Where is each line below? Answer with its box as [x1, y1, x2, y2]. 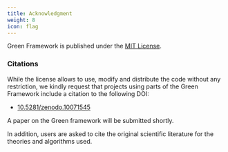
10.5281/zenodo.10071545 [17, 103, 91, 111]
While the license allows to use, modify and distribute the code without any [7, 75, 221, 83]
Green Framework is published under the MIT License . [7, 42, 162, 50]
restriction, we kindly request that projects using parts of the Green [7, 82, 198, 91]
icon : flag [7, 23, 39, 30]
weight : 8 [7, 17, 36, 23]
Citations [7, 59, 39, 69]
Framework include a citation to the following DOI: [7, 89, 150, 97]
